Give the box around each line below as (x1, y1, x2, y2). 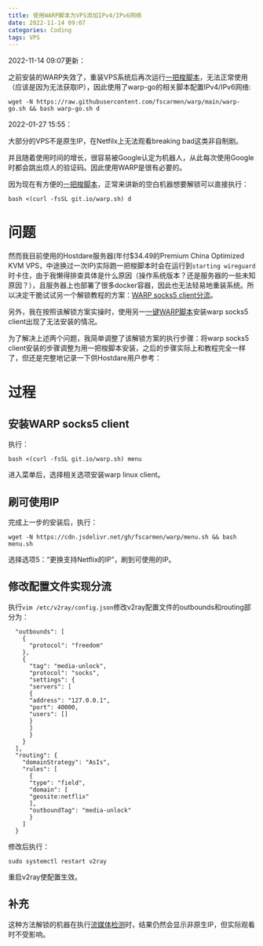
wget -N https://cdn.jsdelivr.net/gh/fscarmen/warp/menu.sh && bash (8, 533, 237, 541)
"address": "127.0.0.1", (28, 696, 111, 704)
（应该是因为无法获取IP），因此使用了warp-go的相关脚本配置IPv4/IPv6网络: (8, 82, 251, 92)
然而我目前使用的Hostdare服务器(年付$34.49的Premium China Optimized (8, 251, 245, 261)
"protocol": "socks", (28, 669, 100, 677)
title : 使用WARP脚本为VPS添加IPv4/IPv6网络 (8, 11, 142, 20)
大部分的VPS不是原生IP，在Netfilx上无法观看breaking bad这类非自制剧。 (8, 137, 243, 146)
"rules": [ (22, 765, 58, 773)
